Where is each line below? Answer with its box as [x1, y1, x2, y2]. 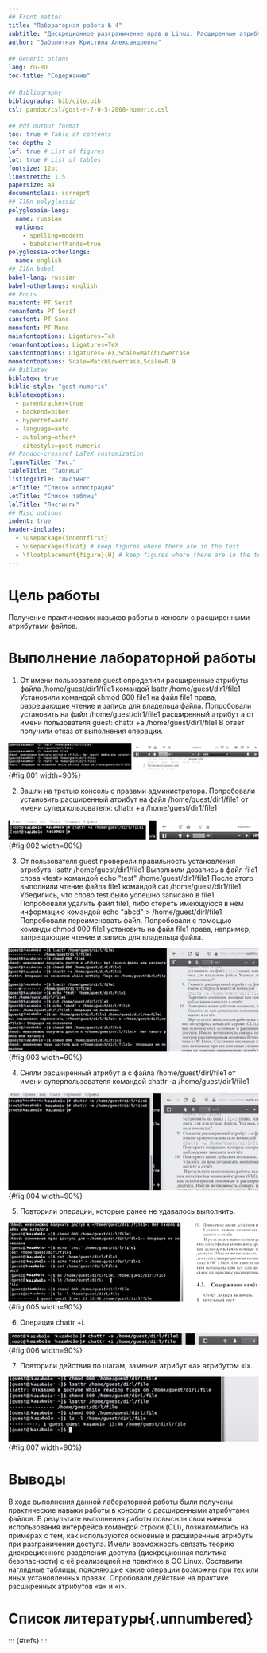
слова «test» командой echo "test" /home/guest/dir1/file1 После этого [19, 874, 254, 883]
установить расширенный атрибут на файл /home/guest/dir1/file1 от [19, 794, 249, 804]
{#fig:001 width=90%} [8, 770, 82, 780]
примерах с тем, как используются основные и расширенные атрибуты [8, 1531, 254, 1541]
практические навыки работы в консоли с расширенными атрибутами [8, 1506, 250, 1515]
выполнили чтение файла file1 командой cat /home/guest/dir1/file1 [19, 881, 242, 892]
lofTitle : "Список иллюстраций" [8, 483, 115, 492]
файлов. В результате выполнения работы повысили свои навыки [8, 1514, 233, 1524]
